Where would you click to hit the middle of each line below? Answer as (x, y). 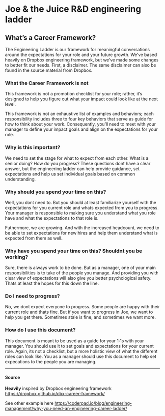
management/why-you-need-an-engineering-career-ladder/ (66, 408)
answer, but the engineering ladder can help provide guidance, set (72, 169)
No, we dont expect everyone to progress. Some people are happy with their (82, 307)
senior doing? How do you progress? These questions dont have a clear (78, 163)
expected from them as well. (34, 238)
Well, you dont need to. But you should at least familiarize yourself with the (81, 202)
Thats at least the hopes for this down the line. (52, 283)
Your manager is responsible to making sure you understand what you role (81, 213)
